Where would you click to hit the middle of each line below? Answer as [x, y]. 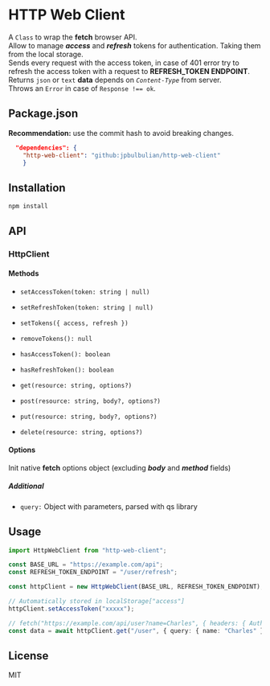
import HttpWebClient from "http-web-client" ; [88, 550]
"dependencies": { [47, 148]
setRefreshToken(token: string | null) [87, 307]
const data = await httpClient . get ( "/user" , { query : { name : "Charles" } [136, 631]
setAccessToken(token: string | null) [85, 292]
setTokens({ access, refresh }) [74, 323]
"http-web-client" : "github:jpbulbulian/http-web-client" [122, 155]
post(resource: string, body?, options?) [90, 401]
